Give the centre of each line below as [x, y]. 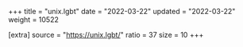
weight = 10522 [34, 20]
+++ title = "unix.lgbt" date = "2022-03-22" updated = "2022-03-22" [122, 11]
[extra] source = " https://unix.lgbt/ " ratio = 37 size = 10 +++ [106, 35]
